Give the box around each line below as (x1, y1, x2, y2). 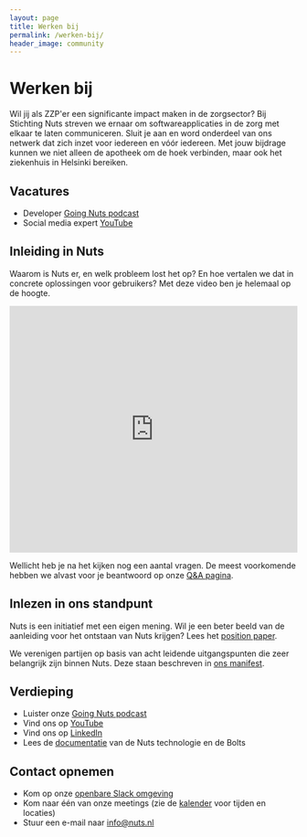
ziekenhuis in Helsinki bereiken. (9, 157, 129, 168)
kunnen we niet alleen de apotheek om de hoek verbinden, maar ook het (9, 147, 282, 158)
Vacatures (9, 184, 70, 199)
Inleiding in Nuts (9, 244, 105, 260)
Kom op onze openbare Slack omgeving (22, 788, 174, 800)
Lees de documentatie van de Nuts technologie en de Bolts (22, 737, 247, 748)
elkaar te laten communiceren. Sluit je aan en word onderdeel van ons (9, 128, 272, 139)
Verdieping (9, 684, 74, 700)
